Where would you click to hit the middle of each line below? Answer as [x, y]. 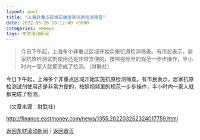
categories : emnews [30, 28]
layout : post [22, 12]
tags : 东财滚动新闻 [28, 34]
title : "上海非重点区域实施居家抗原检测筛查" [56, 17]
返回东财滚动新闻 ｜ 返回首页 [40, 131]
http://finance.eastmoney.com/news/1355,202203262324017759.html [92, 119]
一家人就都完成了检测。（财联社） [72, 67]
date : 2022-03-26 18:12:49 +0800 [48, 23]
